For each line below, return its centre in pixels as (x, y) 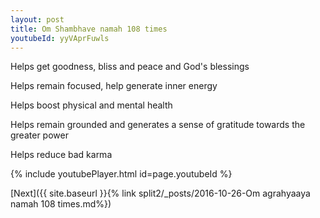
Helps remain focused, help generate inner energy (114, 86)
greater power (39, 135)
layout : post (37, 19)
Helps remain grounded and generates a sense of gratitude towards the (158, 125)
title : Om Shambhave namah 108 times (89, 29)
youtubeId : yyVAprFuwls (60, 38)
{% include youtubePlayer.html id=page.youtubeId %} (121, 174)
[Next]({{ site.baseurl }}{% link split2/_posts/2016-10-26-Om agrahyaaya (160, 193)
